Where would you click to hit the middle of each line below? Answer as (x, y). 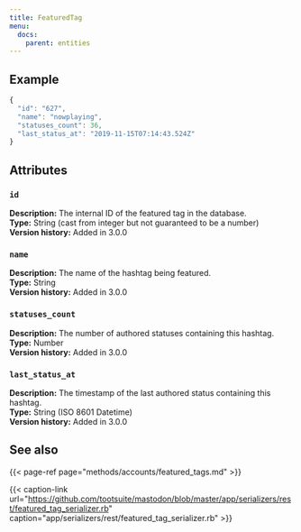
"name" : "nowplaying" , (60, 117)
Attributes (38, 170)
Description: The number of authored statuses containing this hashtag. (142, 333)
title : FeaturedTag (46, 18)
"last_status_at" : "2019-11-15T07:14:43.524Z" (106, 133)
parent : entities (58, 43)
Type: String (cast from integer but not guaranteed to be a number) (134, 223)
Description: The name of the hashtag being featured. (110, 273)
